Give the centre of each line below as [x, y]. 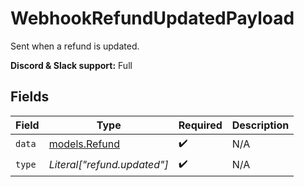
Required [200, 125]
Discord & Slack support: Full [71, 65]
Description [260, 125]
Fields [30, 97]
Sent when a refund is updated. [75, 46]
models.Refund [84, 144]
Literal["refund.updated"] [108, 165]
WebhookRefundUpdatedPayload [152, 18]
